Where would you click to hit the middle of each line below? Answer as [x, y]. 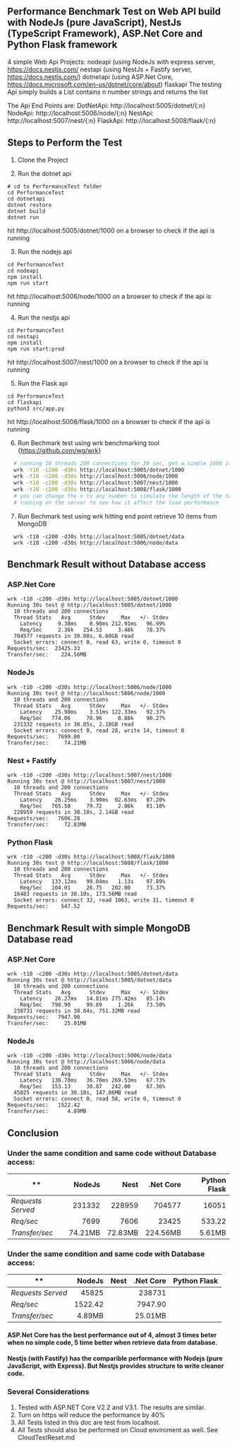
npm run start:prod [36, 349]
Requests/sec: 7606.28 [44, 819]
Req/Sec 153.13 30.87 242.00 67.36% [93, 1087]
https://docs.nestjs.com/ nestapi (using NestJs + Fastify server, [100, 69]
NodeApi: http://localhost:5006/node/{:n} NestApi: [80, 113]
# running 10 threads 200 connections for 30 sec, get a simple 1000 [118, 463]
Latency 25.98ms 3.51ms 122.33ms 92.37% [93, 712]
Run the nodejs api [45, 252]
